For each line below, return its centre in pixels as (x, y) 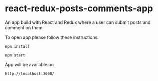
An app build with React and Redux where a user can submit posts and (78, 22)
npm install (17, 46)
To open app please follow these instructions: (52, 37)
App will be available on (29, 64)
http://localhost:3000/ (30, 73)
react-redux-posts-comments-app (79, 9)
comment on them (24, 27)
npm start (15, 55)
